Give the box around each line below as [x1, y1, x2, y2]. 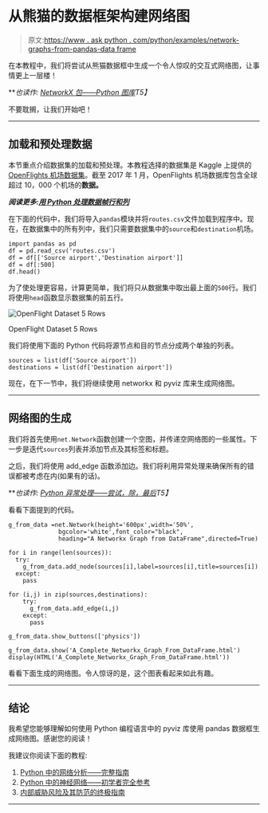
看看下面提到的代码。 [8, 505, 78, 514]
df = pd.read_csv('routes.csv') [8, 246, 116, 255]
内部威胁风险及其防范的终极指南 [19, 787, 125, 797]
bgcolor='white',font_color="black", [58, 528, 183, 536]
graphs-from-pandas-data [27, 44, 116, 53]
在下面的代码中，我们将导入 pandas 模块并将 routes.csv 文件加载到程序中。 [8, 214, 247, 223]
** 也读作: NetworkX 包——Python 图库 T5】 [8, 87, 152, 96]
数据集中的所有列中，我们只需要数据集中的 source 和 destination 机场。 [29, 224, 258, 234]
